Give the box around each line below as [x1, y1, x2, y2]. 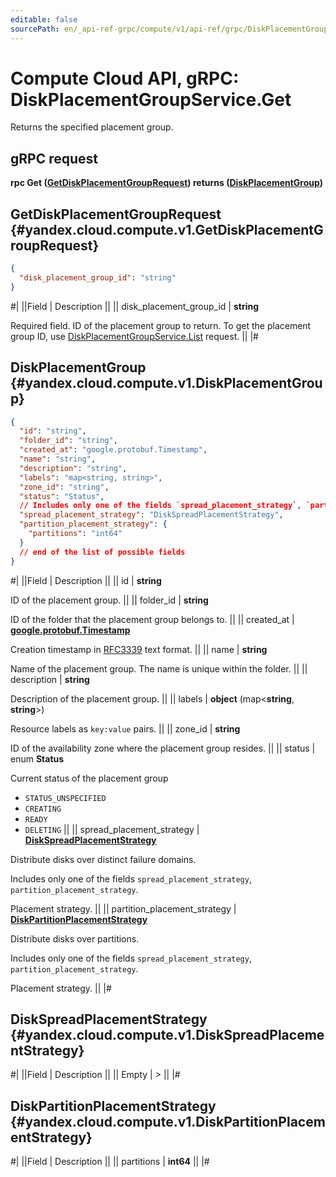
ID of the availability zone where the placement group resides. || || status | [10, 742, 316, 754]
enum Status [10, 752, 65, 765]
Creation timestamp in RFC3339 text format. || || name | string [10, 643, 268, 655]
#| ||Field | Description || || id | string [10, 574, 162, 586]
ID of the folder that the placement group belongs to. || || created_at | [10, 613, 295, 625]
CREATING [24, 804, 62, 814]
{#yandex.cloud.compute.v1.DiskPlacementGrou [10, 375, 323, 392]
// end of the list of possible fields [19, 547, 186, 557]
